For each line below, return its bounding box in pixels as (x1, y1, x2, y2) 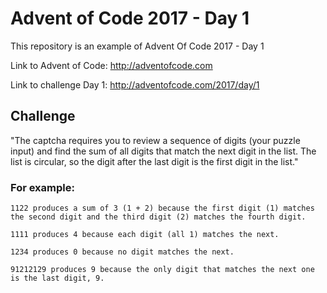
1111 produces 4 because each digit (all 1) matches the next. (10, 230, 280, 240)
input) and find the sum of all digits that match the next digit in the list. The (10, 145, 317, 157)
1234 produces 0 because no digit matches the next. (10, 247, 235, 257)
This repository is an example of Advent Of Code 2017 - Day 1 (10, 40, 265, 52)
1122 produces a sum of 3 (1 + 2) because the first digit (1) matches (10, 203, 315, 214)
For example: (10, 180, 75, 194)
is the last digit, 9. (10, 273, 105, 284)
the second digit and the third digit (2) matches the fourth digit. (10, 212, 307, 222)
